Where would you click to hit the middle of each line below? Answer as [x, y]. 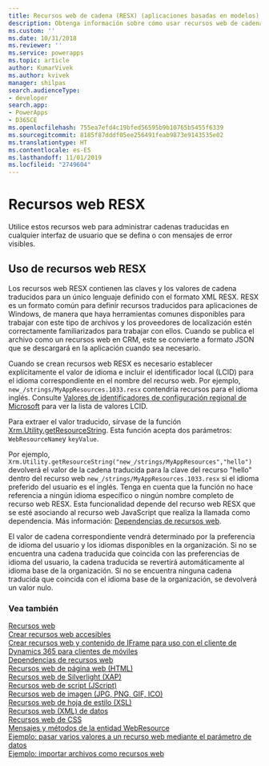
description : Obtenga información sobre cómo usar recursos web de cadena [136, 23]
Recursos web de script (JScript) [63, 686]
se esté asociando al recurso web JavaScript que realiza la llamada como [129, 512]
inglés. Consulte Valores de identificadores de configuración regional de [127, 397]
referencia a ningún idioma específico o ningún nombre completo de [121, 495]
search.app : [28, 105]
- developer [28, 98]
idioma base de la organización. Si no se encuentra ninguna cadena [120, 570]
